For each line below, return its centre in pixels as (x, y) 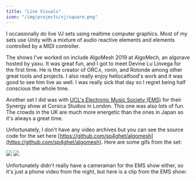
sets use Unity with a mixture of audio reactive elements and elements (90, 40)
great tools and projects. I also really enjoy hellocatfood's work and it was (94, 76)
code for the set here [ (33, 135)
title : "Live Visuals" (34, 11)
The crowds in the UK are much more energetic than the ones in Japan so (95, 112)
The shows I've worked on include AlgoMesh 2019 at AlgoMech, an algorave (98, 57)
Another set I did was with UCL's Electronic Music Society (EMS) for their (94, 99)
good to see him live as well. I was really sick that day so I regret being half (96, 82)
